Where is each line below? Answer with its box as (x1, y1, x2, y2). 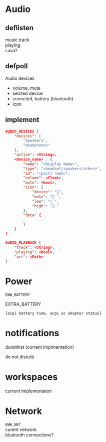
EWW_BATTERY (5, 292, 30, 298)
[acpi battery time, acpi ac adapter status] (5, 311, 101, 316)
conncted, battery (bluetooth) (12, 95, 73, 101)
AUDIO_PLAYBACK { (5, 240, 41, 245)
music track (5, 37, 29, 43)
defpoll (5, 62, 28, 71)
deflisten (5, 24, 34, 32)
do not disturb (5, 354, 34, 360)
